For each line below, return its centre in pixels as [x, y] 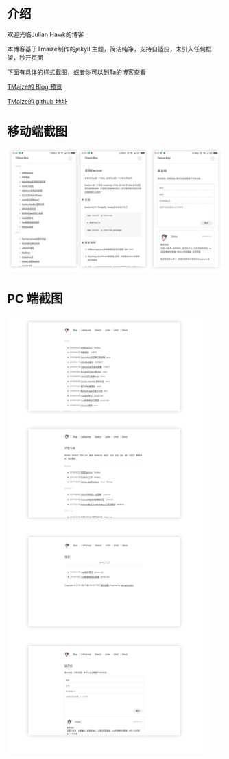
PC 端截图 [35, 299]
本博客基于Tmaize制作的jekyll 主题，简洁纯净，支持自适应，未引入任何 [107, 49]
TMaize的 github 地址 [37, 101]
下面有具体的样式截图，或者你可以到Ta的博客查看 [76, 72]
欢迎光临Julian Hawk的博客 [46, 34]
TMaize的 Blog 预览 [35, 86]
